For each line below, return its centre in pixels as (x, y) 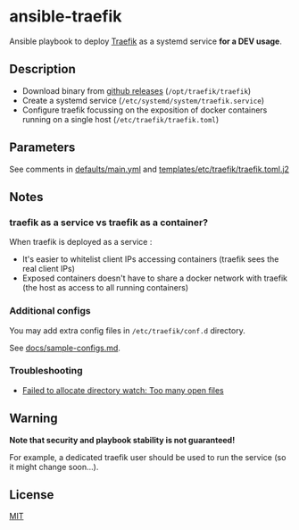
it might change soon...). (54, 467)
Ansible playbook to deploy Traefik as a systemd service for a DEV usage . (146, 41)
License (32, 495)
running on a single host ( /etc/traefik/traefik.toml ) (120, 119)
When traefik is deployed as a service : (81, 242)
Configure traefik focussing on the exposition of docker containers (145, 110)
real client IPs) (49, 269)
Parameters (42, 148)
